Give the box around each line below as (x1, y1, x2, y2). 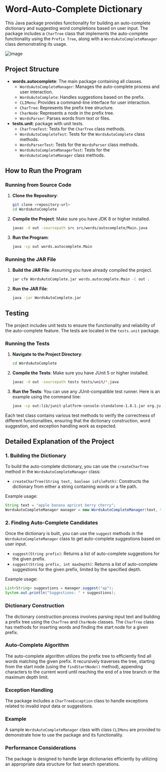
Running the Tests (5, 340, 50, 347)
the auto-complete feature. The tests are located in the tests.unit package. (5, 327, 160, 333)
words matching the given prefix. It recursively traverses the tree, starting (5, 658, 155, 664)
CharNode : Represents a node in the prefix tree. (19, 110, 115, 116)
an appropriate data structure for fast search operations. (5, 761, 120, 767)
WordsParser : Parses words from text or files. (19, 115, 111, 121)
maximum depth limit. (5, 674, 49, 680)
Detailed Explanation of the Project (5, 437, 115, 446)
